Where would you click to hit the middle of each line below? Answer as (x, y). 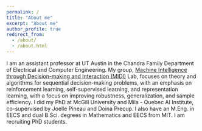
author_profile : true (34, 29)
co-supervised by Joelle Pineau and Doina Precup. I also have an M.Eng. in (100, 108)
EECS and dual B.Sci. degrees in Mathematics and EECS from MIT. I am (96, 115)
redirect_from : (26, 35)
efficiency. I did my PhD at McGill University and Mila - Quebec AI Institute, (100, 102)
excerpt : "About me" (33, 23)
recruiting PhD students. (37, 121)
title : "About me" (30, 18)
